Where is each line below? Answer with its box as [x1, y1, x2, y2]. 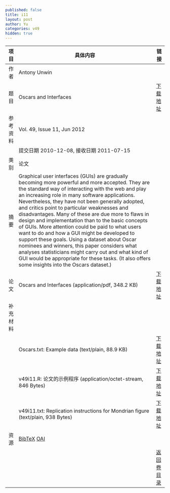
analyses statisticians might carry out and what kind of [18, 249, 148, 256]
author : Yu [5, 21, 28, 27]
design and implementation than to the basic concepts [18, 217, 148, 224]
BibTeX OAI [18, 435, 46, 442]
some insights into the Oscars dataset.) [18, 261, 112, 268]
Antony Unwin [18, 69, 52, 76]
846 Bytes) [18, 382, 46, 389]
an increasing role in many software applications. [18, 192, 135, 198]
